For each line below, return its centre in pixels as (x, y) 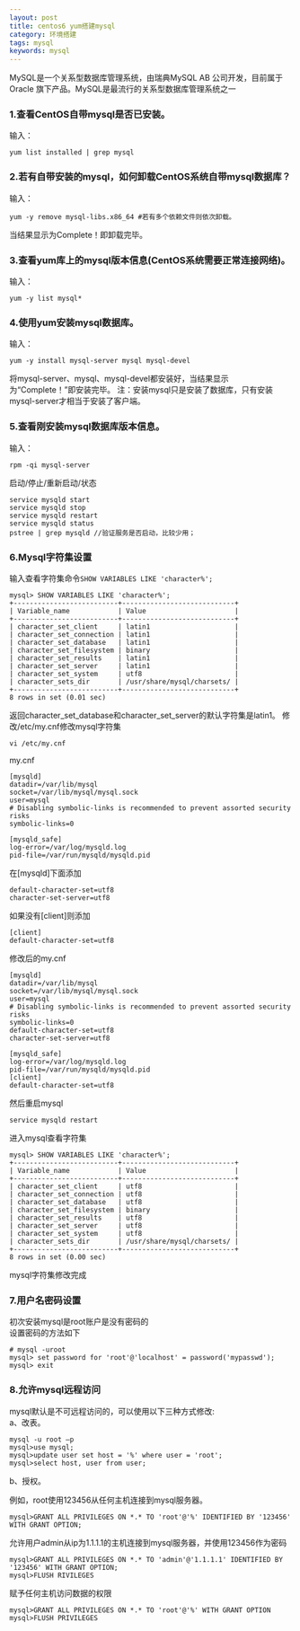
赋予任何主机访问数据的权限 (61, 1593)
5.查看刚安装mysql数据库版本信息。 (87, 427)
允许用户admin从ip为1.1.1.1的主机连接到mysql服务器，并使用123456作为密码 (148, 1542)
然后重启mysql (36, 1103)
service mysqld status (52, 523)
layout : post (34, 18)
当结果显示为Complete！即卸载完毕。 (79, 234)
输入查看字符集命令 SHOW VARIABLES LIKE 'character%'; (111, 578)
